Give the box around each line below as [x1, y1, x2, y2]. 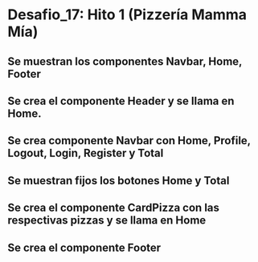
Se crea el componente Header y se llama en [7, 94, 235, 107]
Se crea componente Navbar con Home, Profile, [7, 134, 251, 147]
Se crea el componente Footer [7, 240, 162, 254]
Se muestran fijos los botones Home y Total [7, 174, 230, 187]
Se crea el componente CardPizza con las [7, 201, 220, 215]
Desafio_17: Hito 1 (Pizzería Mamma [7, 6, 247, 24]
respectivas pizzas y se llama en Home [7, 214, 207, 228]
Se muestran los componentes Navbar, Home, [7, 54, 243, 68]
